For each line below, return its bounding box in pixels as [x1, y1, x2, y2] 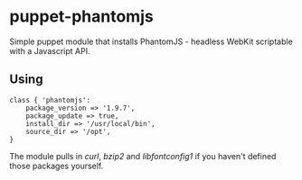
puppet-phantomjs [9, 6, 154, 27]
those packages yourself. [9, 160, 104, 171]
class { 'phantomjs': [9, 95, 91, 104]
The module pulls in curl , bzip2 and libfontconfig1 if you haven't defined [9, 150, 277, 161]
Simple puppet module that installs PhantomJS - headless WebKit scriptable [9, 36, 294, 47]
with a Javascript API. [9, 45, 90, 56]
